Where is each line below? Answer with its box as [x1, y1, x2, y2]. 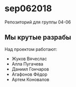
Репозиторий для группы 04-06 [4, 19, 71, 25]
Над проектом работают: [4, 46, 57, 52]
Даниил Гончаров [11, 66, 50, 72]
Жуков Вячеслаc [11, 56, 47, 62]
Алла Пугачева [11, 61, 44, 66]
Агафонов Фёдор [11, 71, 48, 77]
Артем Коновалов [11, 76, 50, 82]
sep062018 [4, 3, 52, 14]
